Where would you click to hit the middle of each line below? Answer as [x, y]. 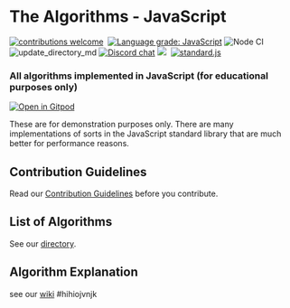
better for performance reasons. [69, 144]
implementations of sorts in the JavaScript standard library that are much [145, 134]
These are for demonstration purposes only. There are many [122, 125]
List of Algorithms [61, 222]
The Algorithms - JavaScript [118, 17]
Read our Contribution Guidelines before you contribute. [114, 194]
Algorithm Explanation [74, 272]
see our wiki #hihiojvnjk [53, 294]
